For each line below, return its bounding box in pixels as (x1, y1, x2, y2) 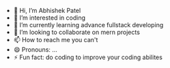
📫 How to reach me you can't (13, 36, 98, 44)
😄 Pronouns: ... (13, 46, 58, 54)
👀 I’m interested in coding (13, 14, 86, 22)
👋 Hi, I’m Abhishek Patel (13, 7, 81, 14)
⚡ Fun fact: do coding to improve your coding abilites (13, 53, 162, 61)
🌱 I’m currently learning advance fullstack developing (13, 21, 164, 29)
